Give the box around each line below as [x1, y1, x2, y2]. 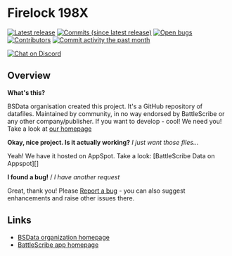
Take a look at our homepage [7, 124, 92, 133]
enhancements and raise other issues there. [7, 193, 135, 202]
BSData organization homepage [17, 233, 110, 241]
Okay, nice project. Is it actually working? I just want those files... [7, 138, 199, 146]
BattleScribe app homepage [17, 241, 99, 249]
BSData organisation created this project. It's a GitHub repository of [7, 102, 203, 110]
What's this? [7, 88, 46, 96]
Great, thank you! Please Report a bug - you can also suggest [7, 186, 186, 195]
